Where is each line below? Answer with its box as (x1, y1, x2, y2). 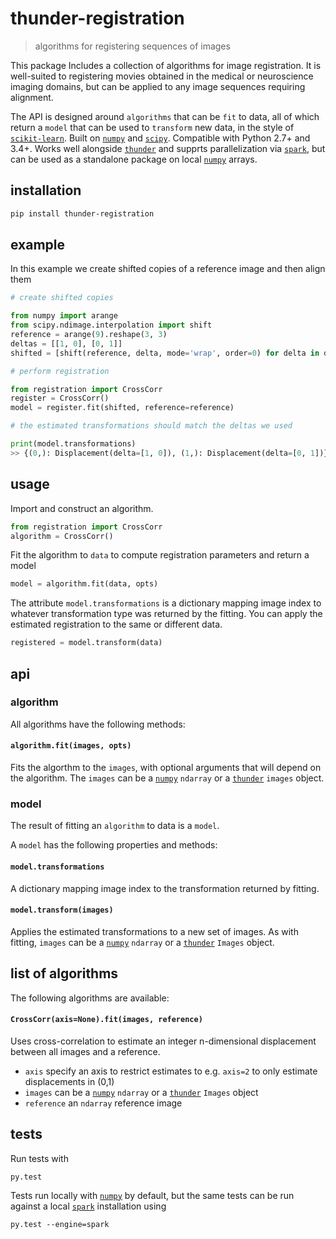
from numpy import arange (10, 311, 118, 321)
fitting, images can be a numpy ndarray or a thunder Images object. (10, 936, 275, 948)
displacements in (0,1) (24, 1075, 115, 1087)
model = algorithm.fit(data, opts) (10, 579, 159, 589)
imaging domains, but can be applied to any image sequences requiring (10, 80, 306, 92)
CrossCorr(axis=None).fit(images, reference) (10, 1015, 203, 1025)
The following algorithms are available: (10, 992, 170, 1004)
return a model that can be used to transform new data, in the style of (10, 121, 295, 133)
